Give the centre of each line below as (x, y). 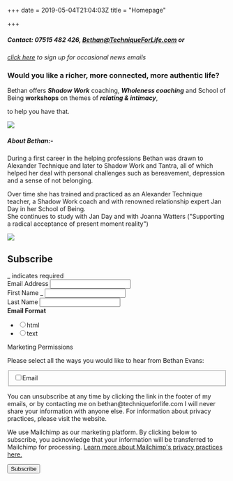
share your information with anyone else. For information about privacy (109, 411)
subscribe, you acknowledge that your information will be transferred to (110, 439)
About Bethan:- (30, 141)
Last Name (23, 302)
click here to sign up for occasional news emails (77, 57)
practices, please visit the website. (57, 418)
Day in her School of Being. (46, 209)
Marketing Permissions (40, 347)
